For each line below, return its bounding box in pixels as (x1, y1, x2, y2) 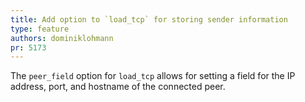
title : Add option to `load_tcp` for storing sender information (10, 14, 288, 25)
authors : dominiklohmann (10, 33, 114, 43)
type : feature (10, 24, 70, 34)
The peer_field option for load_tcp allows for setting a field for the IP (10, 70, 296, 82)
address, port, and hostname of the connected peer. (10, 81, 226, 93)
